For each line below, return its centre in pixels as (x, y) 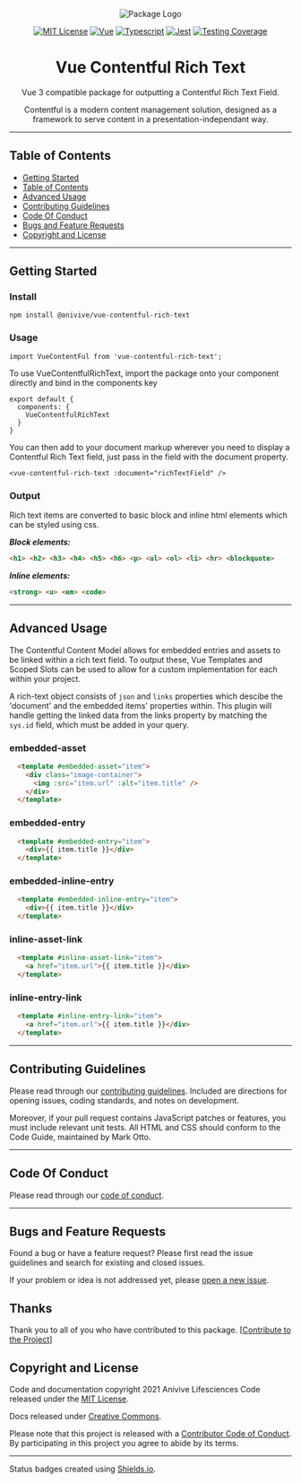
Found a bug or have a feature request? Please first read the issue (131, 1253)
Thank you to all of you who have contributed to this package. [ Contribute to (150, 1330)
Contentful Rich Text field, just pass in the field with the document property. (149, 457)
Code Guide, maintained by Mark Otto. (80, 1137)
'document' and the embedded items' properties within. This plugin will (141, 705)
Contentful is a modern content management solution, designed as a (150, 109)
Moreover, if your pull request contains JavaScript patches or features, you (148, 1118)
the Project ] (31, 1339)
